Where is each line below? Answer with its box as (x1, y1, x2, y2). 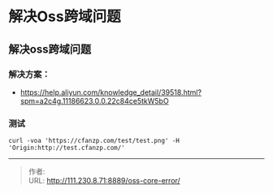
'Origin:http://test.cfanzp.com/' (8, 144, 126, 152)
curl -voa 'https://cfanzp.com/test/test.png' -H (8, 137, 180, 145)
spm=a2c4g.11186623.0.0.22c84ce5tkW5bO (19, 96, 169, 105)
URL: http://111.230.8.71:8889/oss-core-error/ (28, 176, 180, 186)
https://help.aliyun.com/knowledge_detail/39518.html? (19, 87, 201, 97)
